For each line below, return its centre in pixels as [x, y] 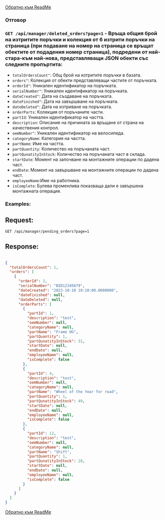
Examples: [18, 204]
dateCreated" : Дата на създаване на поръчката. [62, 96]
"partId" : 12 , [41, 434]
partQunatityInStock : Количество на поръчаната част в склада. [79, 154]
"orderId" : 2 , [33, 281]
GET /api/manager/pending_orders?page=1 [47, 231]
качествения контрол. [36, 128]
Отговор [16, 20]
